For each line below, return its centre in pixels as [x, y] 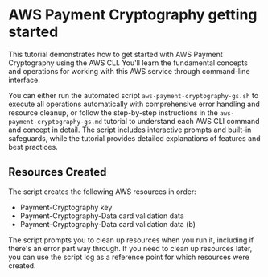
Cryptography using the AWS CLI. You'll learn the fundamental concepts [128, 63]
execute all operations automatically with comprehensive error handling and [134, 104]
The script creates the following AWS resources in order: [102, 192]
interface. [24, 80]
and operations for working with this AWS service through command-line [130, 71]
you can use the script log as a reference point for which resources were [129, 257]
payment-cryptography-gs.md [56, 122]
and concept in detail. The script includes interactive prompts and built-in [130, 130]
